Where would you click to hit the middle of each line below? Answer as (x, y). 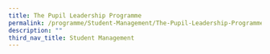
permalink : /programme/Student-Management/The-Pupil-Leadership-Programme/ (138, 23)
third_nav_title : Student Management (72, 38)
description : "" (35, 30)
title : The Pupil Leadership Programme (75, 15)
